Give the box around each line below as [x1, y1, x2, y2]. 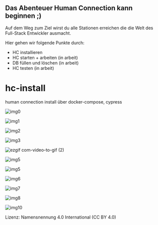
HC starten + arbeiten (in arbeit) [12, 55, 78, 60]
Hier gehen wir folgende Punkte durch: [5, 40, 84, 46]
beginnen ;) [5, 12, 42, 20]
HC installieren [12, 49, 43, 55]
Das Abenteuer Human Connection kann [5, 4, 133, 12]
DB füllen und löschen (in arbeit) [12, 59, 79, 66]
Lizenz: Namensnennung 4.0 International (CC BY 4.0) [5, 214, 116, 220]
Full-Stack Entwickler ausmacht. [5, 30, 71, 36]
